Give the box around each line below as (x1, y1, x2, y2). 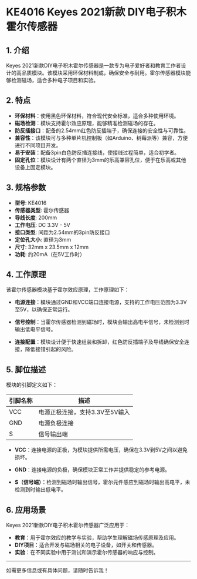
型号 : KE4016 (14, 199, 47, 206)
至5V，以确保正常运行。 (14, 306, 73, 313)
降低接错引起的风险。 (25, 346, 77, 353)
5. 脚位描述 (6, 364, 46, 374)
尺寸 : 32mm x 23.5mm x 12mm (14, 243, 89, 250)
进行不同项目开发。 (14, 142, 62, 149)
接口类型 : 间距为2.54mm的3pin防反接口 (14, 229, 110, 236)
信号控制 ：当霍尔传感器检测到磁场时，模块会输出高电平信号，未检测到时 (14, 319, 189, 326)
